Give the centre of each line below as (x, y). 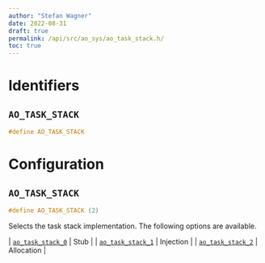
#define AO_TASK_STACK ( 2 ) (54, 211)
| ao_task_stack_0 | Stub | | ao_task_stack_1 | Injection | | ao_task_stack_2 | (133, 241)
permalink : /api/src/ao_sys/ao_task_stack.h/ (86, 38)
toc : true (25, 46)
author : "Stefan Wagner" (50, 16)
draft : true (28, 31)
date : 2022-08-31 (38, 23)
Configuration (57, 164)
